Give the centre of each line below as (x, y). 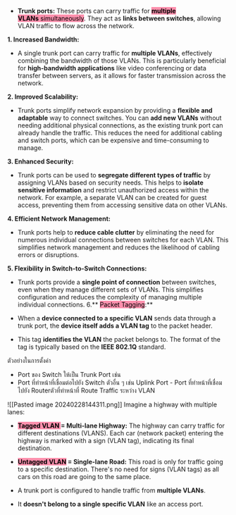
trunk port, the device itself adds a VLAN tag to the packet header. (115, 325)
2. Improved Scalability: (43, 97)
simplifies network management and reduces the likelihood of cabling (118, 247)
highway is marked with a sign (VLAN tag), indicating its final (106, 441)
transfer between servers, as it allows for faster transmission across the (122, 75)
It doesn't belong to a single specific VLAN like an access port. (110, 504)
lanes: (16, 412)
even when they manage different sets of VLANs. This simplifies (111, 290)
